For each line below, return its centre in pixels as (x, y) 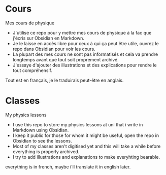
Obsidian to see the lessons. (42, 141)
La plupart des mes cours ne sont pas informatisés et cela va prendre (85, 54)
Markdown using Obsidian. (41, 130)
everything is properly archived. (46, 151)
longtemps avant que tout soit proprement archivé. (65, 59)
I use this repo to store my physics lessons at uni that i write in (78, 124)
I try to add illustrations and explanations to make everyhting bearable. (86, 157)
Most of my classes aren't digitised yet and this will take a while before (87, 146)
